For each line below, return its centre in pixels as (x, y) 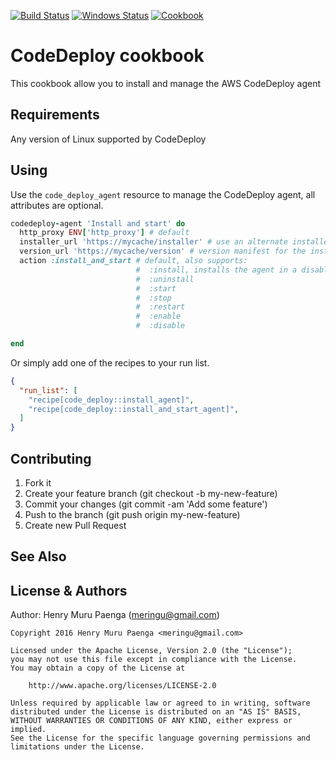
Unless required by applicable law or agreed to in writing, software (160, 703)
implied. (28, 730)
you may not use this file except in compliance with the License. (154, 660)
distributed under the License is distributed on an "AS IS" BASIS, (156, 712)
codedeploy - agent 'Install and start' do (98, 223)
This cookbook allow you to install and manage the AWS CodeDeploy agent (166, 83)
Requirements (55, 115)
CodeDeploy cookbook (107, 56)
